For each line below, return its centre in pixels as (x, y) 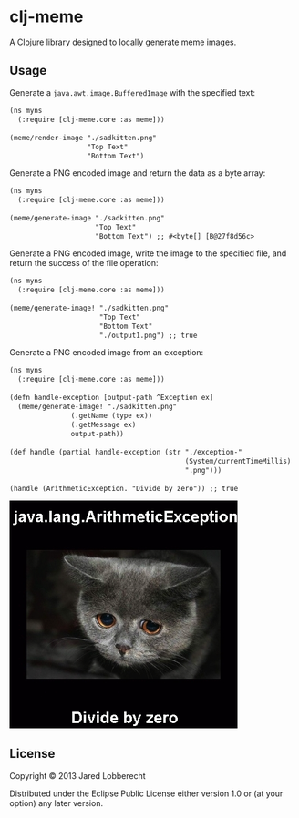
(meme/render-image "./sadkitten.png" (83, 138)
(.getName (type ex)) (112, 415)
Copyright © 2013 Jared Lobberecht (77, 775)
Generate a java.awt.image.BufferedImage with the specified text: (133, 92)
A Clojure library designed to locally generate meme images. (123, 42)
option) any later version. (56, 803)
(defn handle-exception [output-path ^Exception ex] (112, 397)
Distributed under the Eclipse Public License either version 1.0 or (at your (146, 793)
